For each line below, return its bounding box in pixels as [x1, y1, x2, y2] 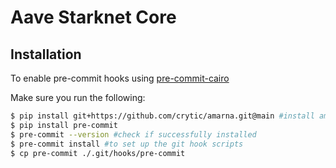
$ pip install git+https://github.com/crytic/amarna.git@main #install [10, 111, 315, 121]
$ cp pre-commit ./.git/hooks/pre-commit [10, 148, 186, 158]
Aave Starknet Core [10, 6, 177, 29]
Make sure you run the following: [10, 92, 146, 103]
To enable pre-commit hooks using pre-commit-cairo [10, 72, 230, 84]
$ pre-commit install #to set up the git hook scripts [10, 139, 244, 149]
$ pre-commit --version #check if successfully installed [10, 129, 257, 140]
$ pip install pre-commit [10, 120, 118, 130]
